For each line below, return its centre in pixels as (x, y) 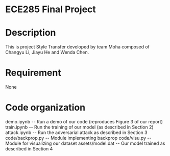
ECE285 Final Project (51, 9)
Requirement (33, 73)
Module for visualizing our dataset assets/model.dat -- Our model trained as (85, 143)
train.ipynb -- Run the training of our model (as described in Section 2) (80, 127)
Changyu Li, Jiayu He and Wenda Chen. (47, 53)
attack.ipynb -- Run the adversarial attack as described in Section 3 (76, 133)
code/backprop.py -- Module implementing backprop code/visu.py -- (78, 138)
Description (31, 33)
